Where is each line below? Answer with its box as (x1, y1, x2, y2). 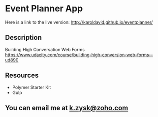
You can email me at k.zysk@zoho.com (5, 104, 128, 112)
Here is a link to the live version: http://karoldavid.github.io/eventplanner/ (5, 19, 153, 25)
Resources (5, 71, 39, 80)
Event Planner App (5, 3, 83, 14)
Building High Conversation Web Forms (5, 46, 85, 52)
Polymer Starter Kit (12, 84, 51, 90)
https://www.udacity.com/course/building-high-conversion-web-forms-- (5, 52, 154, 58)
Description (5, 33, 42, 42)
